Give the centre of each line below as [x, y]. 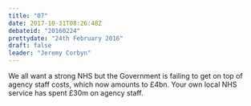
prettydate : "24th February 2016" [66, 38]
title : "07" [28, 16]
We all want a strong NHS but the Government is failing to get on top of [125, 76]
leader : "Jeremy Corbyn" [50, 53]
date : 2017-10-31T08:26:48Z [55, 23]
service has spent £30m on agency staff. [76, 93]
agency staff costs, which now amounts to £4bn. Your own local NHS [123, 84]
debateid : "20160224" [45, 31]
